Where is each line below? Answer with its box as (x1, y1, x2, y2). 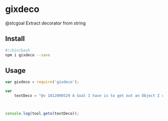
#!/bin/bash (5, 47, 30, 53)
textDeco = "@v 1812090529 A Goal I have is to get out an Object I (14, 93, 160, 98)
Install (5, 34, 25, 43)
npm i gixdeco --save (5, 52, 50, 57)
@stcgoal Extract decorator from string (5, 20, 86, 26)
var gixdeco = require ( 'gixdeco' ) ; (5, 79, 79, 84)
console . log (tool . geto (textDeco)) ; (5, 111, 79, 116)
